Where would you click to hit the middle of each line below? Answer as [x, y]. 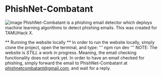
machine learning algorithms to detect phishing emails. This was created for [81, 27]
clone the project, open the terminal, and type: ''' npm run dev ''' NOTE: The [81, 47]
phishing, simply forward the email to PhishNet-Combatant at [66, 63]
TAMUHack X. [19, 33]
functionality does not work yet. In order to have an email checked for [75, 57]
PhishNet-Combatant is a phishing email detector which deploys [88, 22]
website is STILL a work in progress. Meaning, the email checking [71, 53]
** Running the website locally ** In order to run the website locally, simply [80, 42]
